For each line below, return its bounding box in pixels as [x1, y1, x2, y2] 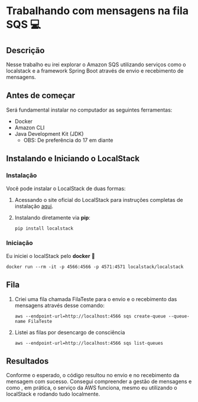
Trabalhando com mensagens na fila [6, 4, 189, 18]
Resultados [6, 356, 49, 366]
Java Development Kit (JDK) [14, 130, 84, 137]
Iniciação [6, 239, 34, 247]
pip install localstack [14, 225, 74, 231]
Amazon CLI [14, 124, 45, 131]
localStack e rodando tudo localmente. [6, 391, 100, 398]
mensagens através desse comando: [14, 302, 105, 309]
